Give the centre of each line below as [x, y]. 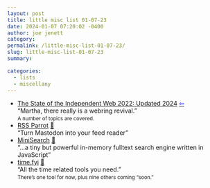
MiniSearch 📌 [36, 140]
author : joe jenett [35, 33]
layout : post [26, 13]
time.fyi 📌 [31, 162]
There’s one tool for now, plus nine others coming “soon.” [85, 178]
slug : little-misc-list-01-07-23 [55, 53]
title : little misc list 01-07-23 [57, 20]
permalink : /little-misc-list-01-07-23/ [67, 46]
